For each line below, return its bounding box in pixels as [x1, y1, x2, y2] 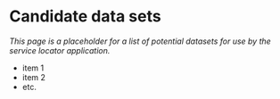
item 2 [21, 71, 46, 82]
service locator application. [9, 45, 111, 55]
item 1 [21, 62, 45, 73]
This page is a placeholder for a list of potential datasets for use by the [9, 36, 272, 46]
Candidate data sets [9, 6, 162, 27]
